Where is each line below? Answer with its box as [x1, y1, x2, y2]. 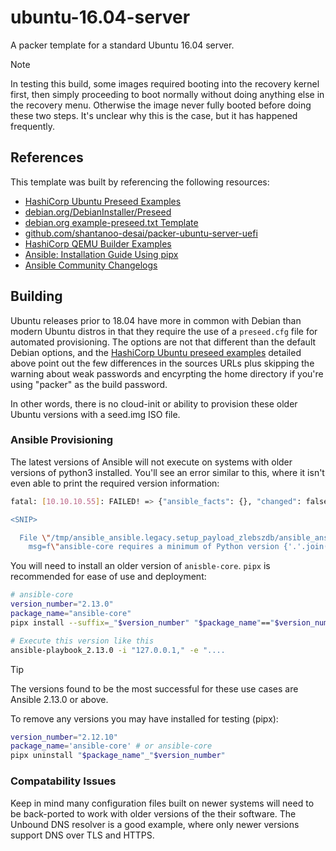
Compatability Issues [10, 774, 117, 788]
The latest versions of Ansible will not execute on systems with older [10, 456, 293, 468]
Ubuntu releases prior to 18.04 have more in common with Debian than [10, 314, 302, 326]
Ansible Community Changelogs [24, 259, 158, 271]
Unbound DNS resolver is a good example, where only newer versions [10, 818, 300, 830]
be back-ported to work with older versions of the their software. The [10, 807, 297, 820]
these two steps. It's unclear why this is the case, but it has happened [10, 109, 298, 121]
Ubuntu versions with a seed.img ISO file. [10, 408, 181, 420]
